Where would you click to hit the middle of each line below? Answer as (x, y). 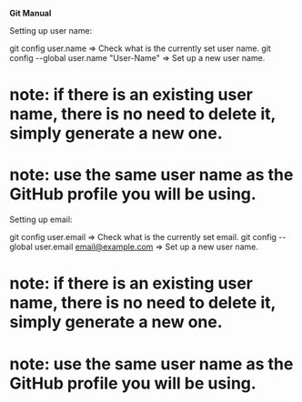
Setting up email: (41, 220)
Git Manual (30, 13)
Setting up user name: (51, 30)
